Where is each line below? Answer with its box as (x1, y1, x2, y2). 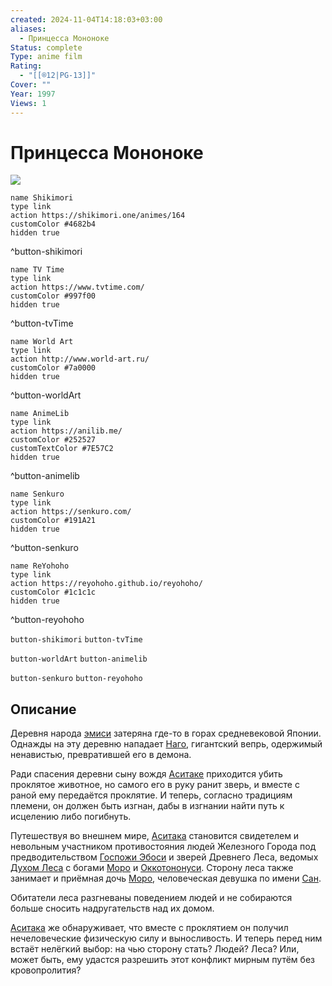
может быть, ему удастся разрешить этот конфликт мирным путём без (10, 954, 315, 966)
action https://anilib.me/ (10, 426, 123, 436)
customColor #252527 (10, 435, 97, 445)
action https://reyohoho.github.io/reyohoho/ (10, 579, 203, 589)
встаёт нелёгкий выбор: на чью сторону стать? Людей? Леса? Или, (10, 943, 300, 955)
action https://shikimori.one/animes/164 (10, 211, 186, 221)
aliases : (10, 24, 47, 34)
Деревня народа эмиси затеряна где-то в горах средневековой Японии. (10, 727, 322, 740)
